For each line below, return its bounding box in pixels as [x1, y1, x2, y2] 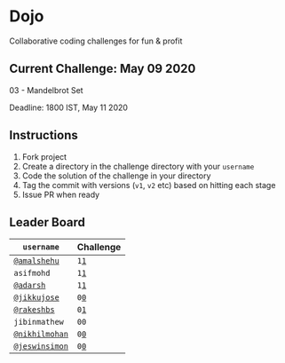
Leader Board [9, 215, 86, 230]
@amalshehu [13, 256, 59, 266]
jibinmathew [13, 317, 65, 327]
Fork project [21, 151, 67, 162]
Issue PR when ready [21, 189, 100, 200]
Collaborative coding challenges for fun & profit [9, 36, 183, 46]
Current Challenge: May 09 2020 [9, 61, 196, 76]
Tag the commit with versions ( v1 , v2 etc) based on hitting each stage [21, 179, 276, 190]
